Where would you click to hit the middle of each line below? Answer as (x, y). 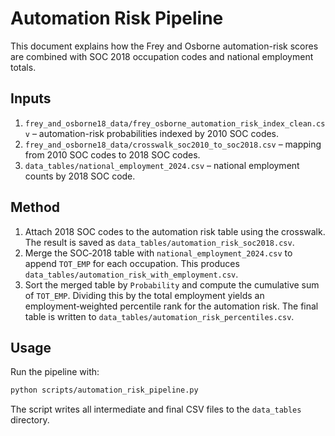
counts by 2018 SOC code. (80, 176)
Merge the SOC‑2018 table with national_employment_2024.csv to (158, 253)
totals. (23, 67)
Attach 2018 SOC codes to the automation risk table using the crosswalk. (175, 231)
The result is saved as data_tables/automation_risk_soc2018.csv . (159, 242)
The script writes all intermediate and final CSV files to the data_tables (156, 409)
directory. (30, 420)
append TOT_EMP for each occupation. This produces (132, 263)
